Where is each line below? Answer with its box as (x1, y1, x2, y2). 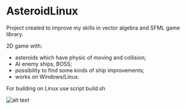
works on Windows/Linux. (14, 73, 80, 80)
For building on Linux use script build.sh (6, 84, 105, 92)
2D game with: (6, 42, 43, 49)
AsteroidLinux (6, 4, 78, 18)
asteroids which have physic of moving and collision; (14, 54, 146, 61)
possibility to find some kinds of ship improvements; (14, 66, 144, 73)
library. (6, 30, 24, 37)
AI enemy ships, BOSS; (14, 60, 72, 67)
